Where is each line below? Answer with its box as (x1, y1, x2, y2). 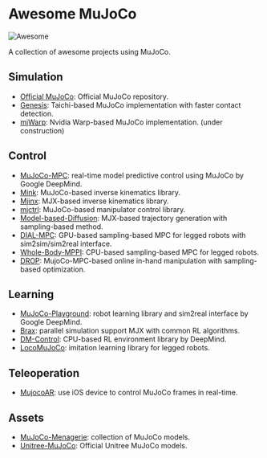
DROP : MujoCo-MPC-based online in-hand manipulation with (19, 256, 223, 265)
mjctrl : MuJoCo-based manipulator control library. (19, 204, 186, 214)
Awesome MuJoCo (8, 5, 137, 23)
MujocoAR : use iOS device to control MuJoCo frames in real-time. (19, 387, 238, 398)
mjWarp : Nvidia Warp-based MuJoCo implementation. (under (19, 117, 223, 127)
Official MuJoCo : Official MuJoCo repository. (19, 92, 169, 101)
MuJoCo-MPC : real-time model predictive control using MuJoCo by (19, 170, 245, 180)
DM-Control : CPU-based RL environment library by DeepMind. (19, 334, 227, 344)
